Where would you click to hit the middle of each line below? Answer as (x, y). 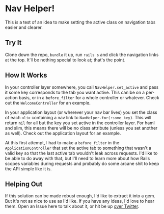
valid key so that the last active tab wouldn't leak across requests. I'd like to (82, 153)
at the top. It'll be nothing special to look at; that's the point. (65, 60)
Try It (14, 43)
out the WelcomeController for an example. (48, 103)
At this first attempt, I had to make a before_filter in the (62, 142)
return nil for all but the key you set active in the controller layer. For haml (80, 123)
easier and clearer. (24, 27)
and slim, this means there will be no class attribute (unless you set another (81, 128)
